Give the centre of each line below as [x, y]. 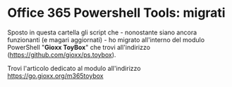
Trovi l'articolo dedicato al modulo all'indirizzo [74, 68]
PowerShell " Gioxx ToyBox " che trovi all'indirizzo [79, 47]
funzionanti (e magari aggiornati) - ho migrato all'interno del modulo [106, 39]
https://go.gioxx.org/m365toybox [55, 76]
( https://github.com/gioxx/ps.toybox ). [62, 55]
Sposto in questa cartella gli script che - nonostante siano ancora [102, 32]
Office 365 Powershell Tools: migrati [116, 13]
